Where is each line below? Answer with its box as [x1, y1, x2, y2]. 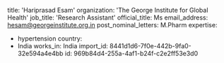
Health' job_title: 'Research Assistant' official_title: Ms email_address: [7, 13, 208, 22]
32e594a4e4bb [17, 49, 64, 57]
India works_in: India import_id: [17, 42, 108, 50]
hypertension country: [17, 34, 83, 43]
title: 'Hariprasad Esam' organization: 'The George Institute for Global [7, 6, 208, 14]
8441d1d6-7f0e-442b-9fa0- [109, 42, 192, 50]
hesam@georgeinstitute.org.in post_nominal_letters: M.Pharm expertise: [7, 21, 218, 29]
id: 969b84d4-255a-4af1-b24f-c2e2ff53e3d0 [64, 49, 199, 57]
